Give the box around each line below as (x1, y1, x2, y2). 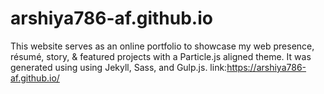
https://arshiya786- (226, 61, 307, 73)
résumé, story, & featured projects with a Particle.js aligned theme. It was (10, 50, 312, 62)
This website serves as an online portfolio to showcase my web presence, (10, 40, 315, 52)
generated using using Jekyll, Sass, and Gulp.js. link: (10, 61, 228, 73)
